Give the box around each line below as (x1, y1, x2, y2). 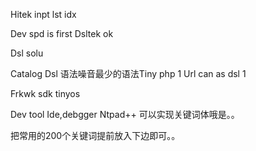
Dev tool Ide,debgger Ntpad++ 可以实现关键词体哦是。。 (10, 109, 240, 120)
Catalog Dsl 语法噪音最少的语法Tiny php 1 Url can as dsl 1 (10, 68, 247, 79)
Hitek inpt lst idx (10, 9, 77, 20)
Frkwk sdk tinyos (10, 88, 81, 99)
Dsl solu (10, 47, 44, 59)
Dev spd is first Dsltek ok (10, 28, 114, 39)
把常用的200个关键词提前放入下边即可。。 (10, 130, 181, 141)
